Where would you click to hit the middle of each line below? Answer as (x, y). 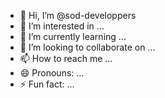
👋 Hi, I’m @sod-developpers (78, 15)
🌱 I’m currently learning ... (73, 36)
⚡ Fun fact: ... (47, 84)
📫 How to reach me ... (66, 58)
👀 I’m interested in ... (62, 26)
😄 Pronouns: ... (52, 73)
